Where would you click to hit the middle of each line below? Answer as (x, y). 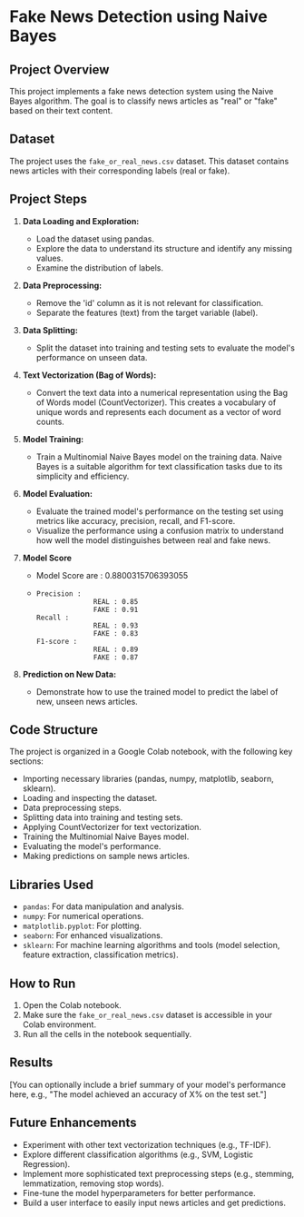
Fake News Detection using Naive (138, 17)
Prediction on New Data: (69, 674)
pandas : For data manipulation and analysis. (103, 906)
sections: (26, 761)
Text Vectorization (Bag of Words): (89, 375)
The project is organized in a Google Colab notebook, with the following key (151, 752)
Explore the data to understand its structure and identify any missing (164, 248)
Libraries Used (51, 884)
